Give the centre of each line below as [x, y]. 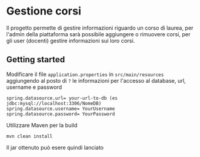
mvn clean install [29, 136]
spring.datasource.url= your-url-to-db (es [62, 98]
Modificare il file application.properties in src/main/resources [85, 74]
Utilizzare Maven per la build [42, 125]
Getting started [36, 59]
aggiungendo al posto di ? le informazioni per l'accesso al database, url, [96, 80]
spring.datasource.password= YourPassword [61, 114]
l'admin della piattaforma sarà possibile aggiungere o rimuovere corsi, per [98, 34]
